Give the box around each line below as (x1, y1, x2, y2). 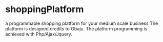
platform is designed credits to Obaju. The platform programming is (5, 25, 148, 31)
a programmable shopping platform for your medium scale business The (5, 20, 158, 26)
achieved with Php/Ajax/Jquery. (5, 31, 73, 37)
